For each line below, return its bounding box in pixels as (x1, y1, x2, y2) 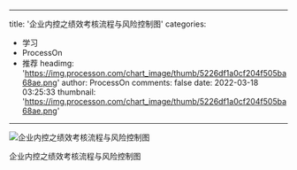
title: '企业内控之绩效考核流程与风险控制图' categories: (9, 19, 207, 29)
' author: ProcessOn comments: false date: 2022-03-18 (57, 77, 259, 88)
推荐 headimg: (21, 58, 75, 68)
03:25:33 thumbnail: (21, 87, 96, 97)
